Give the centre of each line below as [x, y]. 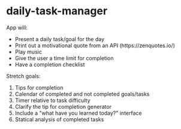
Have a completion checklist [50, 64]
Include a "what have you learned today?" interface [78, 113]
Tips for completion [39, 87]
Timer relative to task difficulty [53, 100]
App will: [17, 27]
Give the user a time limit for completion [64, 58]
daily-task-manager [57, 11]
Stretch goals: [23, 76]
